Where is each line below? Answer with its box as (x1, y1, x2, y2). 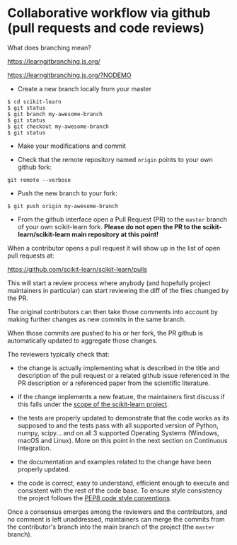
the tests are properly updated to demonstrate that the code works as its (17, 413, 230, 422)
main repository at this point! (71, 230, 159, 239)
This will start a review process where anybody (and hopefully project (7, 278, 211, 287)
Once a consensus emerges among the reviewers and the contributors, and (7, 507, 228, 516)
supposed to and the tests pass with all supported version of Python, (17, 421, 219, 430)
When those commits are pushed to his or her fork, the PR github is (7, 328, 204, 337)
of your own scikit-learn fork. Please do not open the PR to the (17, 222, 202, 231)
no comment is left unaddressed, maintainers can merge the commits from (7, 515, 225, 523)
